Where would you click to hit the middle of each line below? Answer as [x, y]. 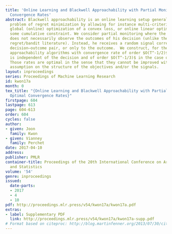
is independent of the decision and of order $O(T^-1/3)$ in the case [87, 57]
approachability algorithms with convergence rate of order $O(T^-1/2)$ [89, 53]
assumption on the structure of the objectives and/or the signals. [84, 67]
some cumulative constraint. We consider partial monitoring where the [88, 34]
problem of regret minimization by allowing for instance [73, 24]
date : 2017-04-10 [24, 148]
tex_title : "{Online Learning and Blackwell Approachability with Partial [87, 91]
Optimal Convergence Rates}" [41, 96]
